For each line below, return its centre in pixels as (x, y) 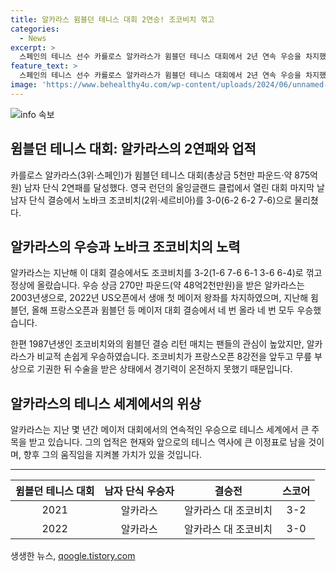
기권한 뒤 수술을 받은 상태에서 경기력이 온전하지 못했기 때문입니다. (164, 369)
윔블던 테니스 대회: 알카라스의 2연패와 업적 (133, 149)
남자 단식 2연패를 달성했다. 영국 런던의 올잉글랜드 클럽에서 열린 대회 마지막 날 (174, 187)
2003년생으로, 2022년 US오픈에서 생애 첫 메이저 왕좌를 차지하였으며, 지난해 (159, 298)
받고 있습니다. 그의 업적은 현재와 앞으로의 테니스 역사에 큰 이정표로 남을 (167, 442)
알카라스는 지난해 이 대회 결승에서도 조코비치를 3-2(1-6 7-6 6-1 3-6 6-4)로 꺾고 (166, 273)
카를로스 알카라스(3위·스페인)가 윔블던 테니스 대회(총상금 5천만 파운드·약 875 (160, 175)
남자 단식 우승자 (139, 491)
